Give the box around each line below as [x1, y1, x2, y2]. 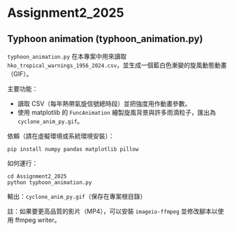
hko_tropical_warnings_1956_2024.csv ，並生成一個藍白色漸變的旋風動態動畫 [7, 61, 227, 69]
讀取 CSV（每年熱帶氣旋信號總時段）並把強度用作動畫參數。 [17, 99, 191, 108]
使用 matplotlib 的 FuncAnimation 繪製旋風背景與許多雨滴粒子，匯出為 [17, 108, 217, 116]
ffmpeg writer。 [15, 216, 61, 224]
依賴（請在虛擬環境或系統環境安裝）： [7, 132, 115, 140]
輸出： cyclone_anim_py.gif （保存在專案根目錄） [7, 192, 147, 200]
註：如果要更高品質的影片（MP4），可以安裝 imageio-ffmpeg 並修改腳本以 [7, 207, 218, 215]
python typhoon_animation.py [7, 179, 92, 186]
